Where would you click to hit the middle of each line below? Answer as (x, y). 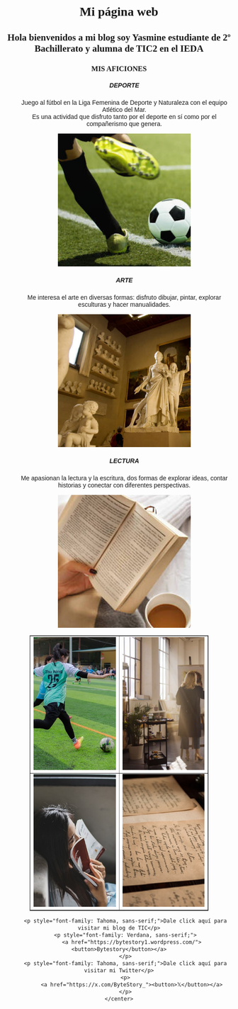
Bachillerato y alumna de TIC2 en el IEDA (119, 48)
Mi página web (119, 12)
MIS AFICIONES (119, 68)
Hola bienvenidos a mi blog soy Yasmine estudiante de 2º (119, 37)
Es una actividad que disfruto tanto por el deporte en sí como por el (124, 117)
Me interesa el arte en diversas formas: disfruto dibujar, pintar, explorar (124, 298)
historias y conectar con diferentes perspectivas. (124, 485)
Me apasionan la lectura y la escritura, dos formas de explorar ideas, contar (124, 478)
